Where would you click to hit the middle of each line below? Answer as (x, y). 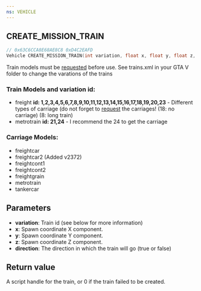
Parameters (29, 208)
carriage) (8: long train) (44, 115)
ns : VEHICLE (21, 12)
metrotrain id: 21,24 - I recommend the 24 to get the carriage (91, 122)
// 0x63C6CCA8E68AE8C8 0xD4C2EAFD (50, 50)
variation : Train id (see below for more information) (79, 222)
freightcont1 (30, 163)
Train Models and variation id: (51, 89)
